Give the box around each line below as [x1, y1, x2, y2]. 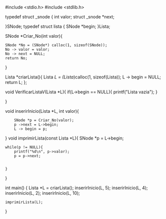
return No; [5, 56, 28, 61]
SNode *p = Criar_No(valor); [14, 118, 74, 123]
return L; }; [5, 79, 27, 85]
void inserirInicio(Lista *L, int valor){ [5, 108, 79, 114]
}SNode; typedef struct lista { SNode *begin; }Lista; [5, 23, 111, 29]
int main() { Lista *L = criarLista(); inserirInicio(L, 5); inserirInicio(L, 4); [5, 185, 148, 191]
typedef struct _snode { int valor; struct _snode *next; [5, 14, 115, 19]
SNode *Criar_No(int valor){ [5, 33, 63, 39]
